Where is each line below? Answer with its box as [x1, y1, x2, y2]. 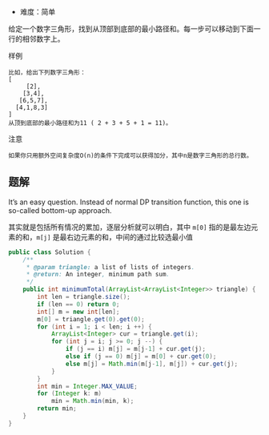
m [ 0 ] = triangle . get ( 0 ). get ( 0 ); [37, 315, 146, 323]
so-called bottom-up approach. [8, 205, 112, 215]
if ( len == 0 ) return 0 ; [37, 300, 120, 308]
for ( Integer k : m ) [37, 389, 102, 398]
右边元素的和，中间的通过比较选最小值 [66, 232, 194, 242]
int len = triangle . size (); [37, 293, 130, 301]
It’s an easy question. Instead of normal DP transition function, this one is [8, 197, 250, 207]
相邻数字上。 [22, 34, 65, 43]
